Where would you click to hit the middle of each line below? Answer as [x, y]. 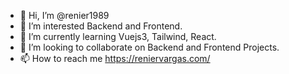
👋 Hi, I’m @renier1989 [64, 15]
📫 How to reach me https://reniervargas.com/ [115, 58]
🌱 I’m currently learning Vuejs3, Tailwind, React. [118, 36]
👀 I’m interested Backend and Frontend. [101, 26]
